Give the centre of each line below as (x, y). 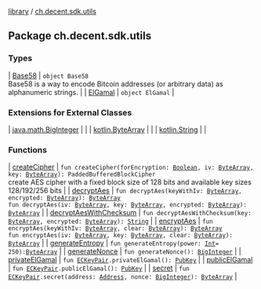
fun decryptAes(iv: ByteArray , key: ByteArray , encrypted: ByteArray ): (127, 205)
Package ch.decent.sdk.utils (80, 36)
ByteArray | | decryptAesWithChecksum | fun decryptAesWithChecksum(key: (130, 213)
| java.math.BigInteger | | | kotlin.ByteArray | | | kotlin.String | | (107, 130)
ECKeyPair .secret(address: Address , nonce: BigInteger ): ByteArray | (123, 276)
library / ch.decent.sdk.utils (52, 11)
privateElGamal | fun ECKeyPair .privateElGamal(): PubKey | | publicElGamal (130, 260)
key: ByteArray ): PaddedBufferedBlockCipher (82, 175)
